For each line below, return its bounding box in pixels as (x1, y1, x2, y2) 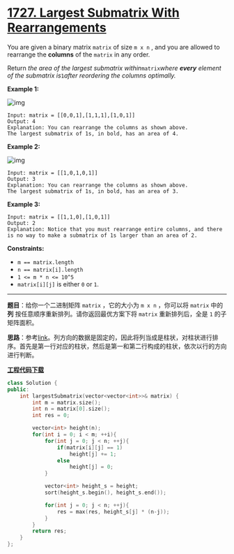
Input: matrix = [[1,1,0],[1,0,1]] (7, 213, 111, 221)
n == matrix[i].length (17, 266, 84, 273)
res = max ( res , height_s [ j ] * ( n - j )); (56, 508, 170, 515)
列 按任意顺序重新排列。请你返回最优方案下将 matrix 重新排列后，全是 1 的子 (7, 309, 227, 318)
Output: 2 (7, 219, 36, 226)
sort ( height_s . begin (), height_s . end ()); (44, 489, 167, 497)
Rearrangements (7, 20, 107, 36)
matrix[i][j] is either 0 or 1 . (17, 279, 100, 288)
